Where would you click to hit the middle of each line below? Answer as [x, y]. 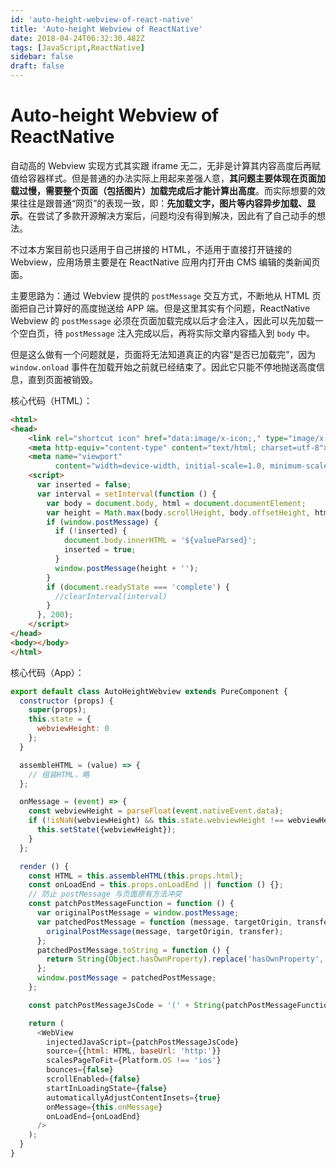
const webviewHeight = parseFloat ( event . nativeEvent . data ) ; [156, 811]
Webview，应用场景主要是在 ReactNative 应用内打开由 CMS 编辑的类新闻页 [165, 262]
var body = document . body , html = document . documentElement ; [176, 503]
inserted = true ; [100, 550]
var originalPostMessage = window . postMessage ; [138, 913]
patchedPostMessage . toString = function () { [133, 950]
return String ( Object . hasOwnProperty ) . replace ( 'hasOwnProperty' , [185, 959]
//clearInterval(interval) [111, 596]
